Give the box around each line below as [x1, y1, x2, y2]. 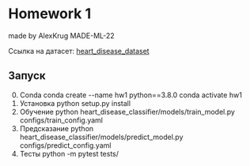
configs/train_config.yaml [19, 115, 103, 125]
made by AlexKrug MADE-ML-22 [8, 31, 115, 40]
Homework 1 [8, 5, 92, 23]
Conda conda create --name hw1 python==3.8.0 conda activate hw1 [19, 90, 243, 100]
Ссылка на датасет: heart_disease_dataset [8, 46, 150, 55]
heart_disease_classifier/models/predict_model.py [19, 132, 184, 141]
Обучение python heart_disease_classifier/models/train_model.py [19, 107, 236, 116]
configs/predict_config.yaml [19, 140, 112, 150]
